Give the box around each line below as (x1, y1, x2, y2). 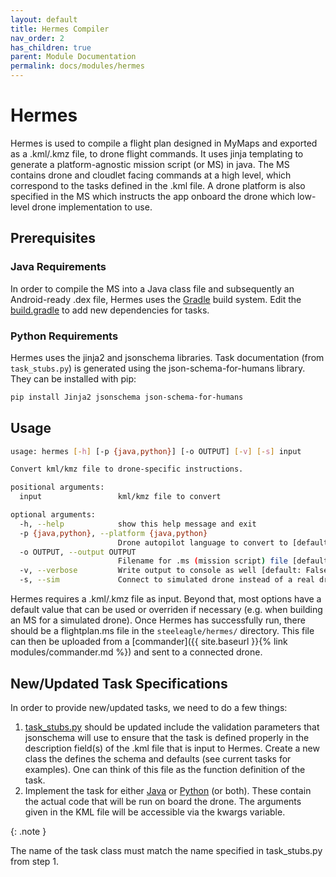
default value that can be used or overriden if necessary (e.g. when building (10, 604, 323, 616)
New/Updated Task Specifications (10, 675, 228, 692)
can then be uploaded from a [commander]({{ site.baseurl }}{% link (10, 636, 288, 648)
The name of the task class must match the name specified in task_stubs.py (10, 844, 323, 856)
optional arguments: (10, 510, 97, 520)
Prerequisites (10, 230, 96, 247)
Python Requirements (10, 329, 119, 343)
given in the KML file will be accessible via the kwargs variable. (24, 806, 286, 818)
